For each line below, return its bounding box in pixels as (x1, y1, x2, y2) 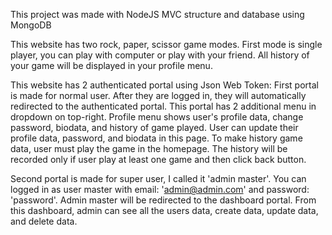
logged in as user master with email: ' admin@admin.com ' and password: (10, 184, 310, 195)
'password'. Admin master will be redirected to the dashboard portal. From (10, 194, 317, 206)
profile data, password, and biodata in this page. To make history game (10, 132, 303, 144)
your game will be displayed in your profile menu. (10, 60, 213, 71)
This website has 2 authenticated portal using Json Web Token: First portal (10, 79, 319, 91)
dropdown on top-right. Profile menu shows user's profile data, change (10, 111, 304, 123)
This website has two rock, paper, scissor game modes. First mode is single (10, 39, 323, 50)
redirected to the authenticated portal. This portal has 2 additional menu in (10, 100, 317, 112)
